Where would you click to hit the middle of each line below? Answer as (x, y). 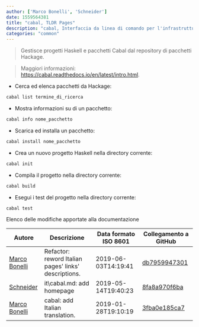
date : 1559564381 (28, 17)
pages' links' (62, 266)
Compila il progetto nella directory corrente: (68, 175)
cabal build (21, 186)
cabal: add (59, 300)
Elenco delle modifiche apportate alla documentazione (73, 220)
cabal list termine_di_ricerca (45, 97)
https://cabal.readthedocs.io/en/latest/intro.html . (80, 75)
